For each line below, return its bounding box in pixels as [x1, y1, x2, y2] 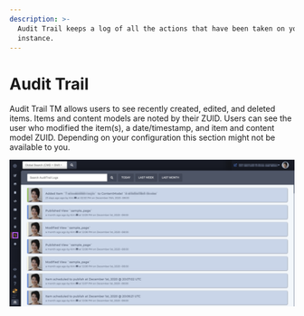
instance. [17, 33, 54, 42]
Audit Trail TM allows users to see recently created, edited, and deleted [9, 104, 276, 115]
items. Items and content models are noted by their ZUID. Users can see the [9, 113, 292, 124]
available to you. [9, 142, 71, 153]
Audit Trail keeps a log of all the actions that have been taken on [17, 23, 285, 33]
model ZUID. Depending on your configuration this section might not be [9, 132, 276, 144]
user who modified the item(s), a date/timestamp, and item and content [9, 123, 275, 134]
